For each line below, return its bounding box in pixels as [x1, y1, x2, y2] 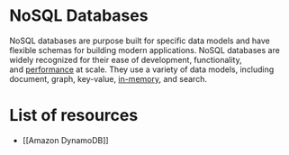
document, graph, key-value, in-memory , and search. [9, 73, 207, 84]
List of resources [9, 105, 139, 126]
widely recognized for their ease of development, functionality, [9, 54, 243, 65]
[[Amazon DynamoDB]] [22, 134, 110, 145]
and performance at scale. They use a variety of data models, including [9, 64, 275, 75]
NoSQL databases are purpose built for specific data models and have [9, 35, 270, 46]
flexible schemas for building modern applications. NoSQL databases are [9, 44, 281, 55]
